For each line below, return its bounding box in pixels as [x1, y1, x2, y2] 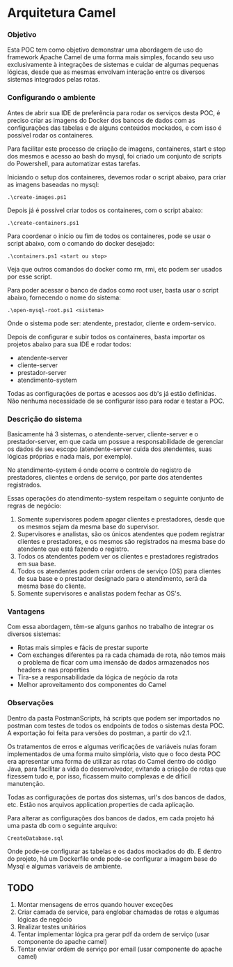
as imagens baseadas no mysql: [7, 180, 99, 189]
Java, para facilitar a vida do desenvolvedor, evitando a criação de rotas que [7, 765, 227, 773]
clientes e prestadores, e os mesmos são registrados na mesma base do [17, 538, 225, 546]
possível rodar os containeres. [7, 131, 94, 139]
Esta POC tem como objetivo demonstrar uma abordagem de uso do [7, 45, 203, 54]
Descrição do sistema [7, 414, 82, 424]
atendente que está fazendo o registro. [17, 545, 129, 553]
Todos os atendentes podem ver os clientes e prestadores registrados [17, 552, 219, 561]
